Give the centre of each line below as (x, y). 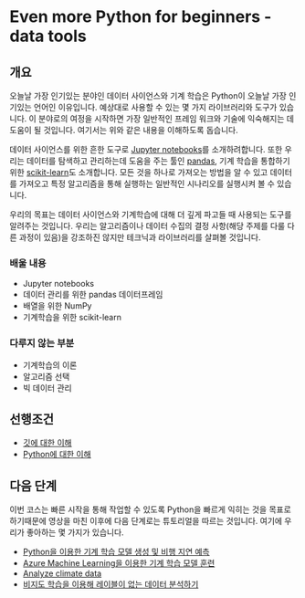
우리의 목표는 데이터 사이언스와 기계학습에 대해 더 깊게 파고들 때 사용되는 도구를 (151, 215)
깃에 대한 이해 (47, 443)
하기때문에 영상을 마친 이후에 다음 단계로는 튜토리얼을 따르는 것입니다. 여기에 (146, 521)
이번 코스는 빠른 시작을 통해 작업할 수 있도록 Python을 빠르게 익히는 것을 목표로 (151, 509)
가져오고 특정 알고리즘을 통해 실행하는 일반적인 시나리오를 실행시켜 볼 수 (147, 184)
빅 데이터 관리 (47, 388)
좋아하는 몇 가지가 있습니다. (75, 532)
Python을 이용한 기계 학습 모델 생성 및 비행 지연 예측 (116, 552)
